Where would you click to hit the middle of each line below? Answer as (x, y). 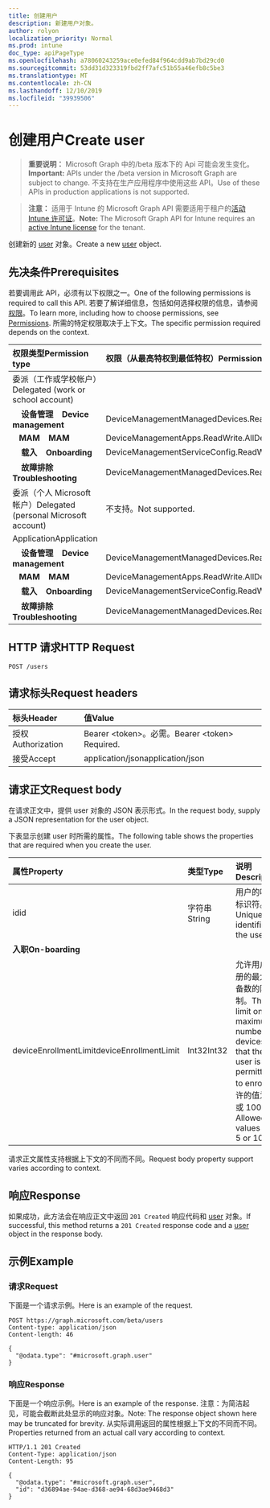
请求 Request (33, 1286)
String (199, 919)
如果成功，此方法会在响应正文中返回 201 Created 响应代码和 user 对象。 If (130, 1217)
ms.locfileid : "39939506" (51, 98)
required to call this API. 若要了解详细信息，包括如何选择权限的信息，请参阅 (133, 303)
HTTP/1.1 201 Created (45, 1448)
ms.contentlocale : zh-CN (50, 83)
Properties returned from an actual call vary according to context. (117, 1432)
